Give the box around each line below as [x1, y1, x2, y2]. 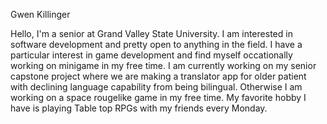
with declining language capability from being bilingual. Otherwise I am [10, 81, 303, 93]
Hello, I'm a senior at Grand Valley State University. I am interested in [10, 28, 293, 39]
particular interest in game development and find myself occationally [10, 49, 293, 61]
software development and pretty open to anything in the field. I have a [10, 39, 303, 50]
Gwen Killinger [10, 9, 71, 20]
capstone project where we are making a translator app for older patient [10, 70, 307, 82]
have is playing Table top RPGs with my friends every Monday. [10, 102, 268, 114]
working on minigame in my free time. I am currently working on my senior [10, 60, 317, 71]
